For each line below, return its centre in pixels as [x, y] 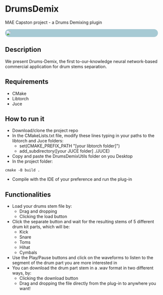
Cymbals [28, 252]
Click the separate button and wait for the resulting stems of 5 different [83, 222]
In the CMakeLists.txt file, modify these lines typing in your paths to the [83, 136]
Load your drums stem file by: [42, 206]
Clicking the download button [49, 278]
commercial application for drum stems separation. [56, 66]
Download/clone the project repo [45, 131]
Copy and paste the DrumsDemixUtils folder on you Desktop [72, 156]
